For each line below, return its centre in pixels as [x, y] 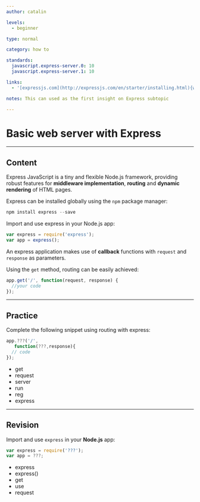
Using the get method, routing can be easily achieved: [72, 269]
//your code [26, 286]
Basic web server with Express [84, 133]
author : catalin [26, 12]
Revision [23, 425]
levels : [16, 22]
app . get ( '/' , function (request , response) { [62, 280]
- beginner [25, 28]
